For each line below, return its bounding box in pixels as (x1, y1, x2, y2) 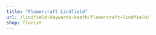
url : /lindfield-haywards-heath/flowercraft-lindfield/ (6, 14, 150, 20)
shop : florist (6, 20, 42, 26)
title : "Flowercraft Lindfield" (6, 8, 88, 15)
